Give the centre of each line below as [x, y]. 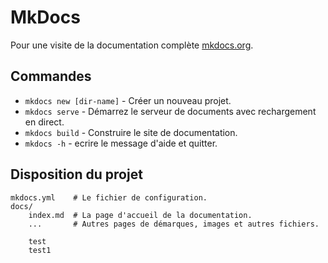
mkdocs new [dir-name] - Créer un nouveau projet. [128, 100]
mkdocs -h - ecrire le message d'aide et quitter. [121, 143]
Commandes [51, 76]
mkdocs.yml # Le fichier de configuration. [109, 197]
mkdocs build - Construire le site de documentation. [131, 132]
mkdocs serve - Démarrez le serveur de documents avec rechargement [170, 111]
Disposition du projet [76, 174]
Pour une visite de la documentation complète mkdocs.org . [132, 45]
